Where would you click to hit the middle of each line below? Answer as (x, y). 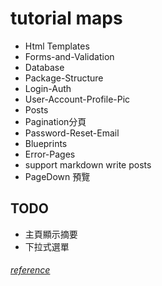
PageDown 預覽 (57, 176)
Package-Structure (64, 78)
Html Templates (57, 46)
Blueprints (46, 143)
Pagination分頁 (55, 121)
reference (30, 270)
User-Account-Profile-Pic (77, 99)
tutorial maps (66, 18)
